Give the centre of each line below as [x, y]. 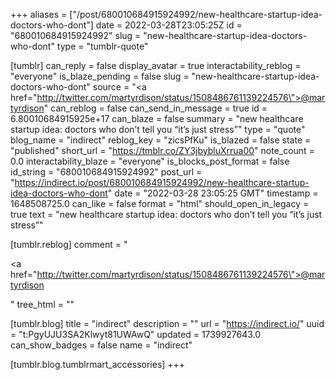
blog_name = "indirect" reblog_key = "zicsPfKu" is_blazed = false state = [161, 140]
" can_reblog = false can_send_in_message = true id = [155, 108]
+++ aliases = [39, 14]
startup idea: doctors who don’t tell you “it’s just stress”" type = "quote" [158, 129]
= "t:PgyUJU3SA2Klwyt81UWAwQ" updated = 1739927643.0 [136, 334]
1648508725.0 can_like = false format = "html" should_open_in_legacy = [160, 203]
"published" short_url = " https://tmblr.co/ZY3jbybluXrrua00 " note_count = [162, 150]
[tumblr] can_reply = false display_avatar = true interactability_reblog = [156, 65]
